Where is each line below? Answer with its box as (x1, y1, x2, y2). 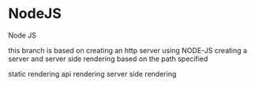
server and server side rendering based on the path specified (8, 54, 208, 63)
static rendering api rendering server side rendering (8, 69, 177, 78)
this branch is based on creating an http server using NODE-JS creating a (8, 45, 247, 55)
